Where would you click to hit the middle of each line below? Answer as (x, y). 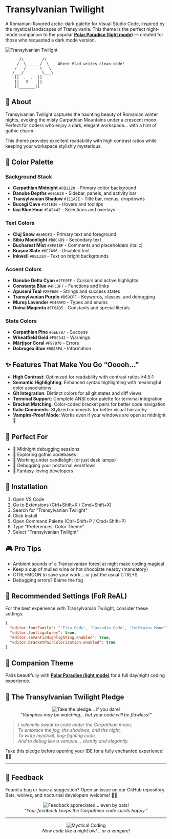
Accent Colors (24, 269)
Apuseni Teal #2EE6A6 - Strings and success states (66, 291)
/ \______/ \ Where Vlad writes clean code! (71, 64)
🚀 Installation (27, 487)
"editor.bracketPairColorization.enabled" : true (63, 642)
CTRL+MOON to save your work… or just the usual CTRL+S (75, 574)
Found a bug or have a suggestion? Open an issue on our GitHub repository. (85, 790)
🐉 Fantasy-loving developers (43, 471)
